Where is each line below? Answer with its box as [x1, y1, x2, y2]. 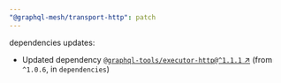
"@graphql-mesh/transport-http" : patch [9, 12, 156, 22]
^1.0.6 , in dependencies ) [21, 64, 110, 74]
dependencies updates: [9, 37, 95, 48]
